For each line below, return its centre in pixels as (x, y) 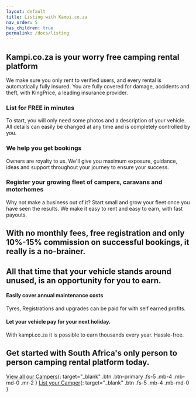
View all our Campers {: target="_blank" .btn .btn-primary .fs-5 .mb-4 (89, 376)
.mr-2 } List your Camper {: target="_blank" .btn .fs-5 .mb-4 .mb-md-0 (105, 382)
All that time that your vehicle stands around (89, 271)
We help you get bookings (44, 148)
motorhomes (25, 190)
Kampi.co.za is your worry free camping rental (93, 57)
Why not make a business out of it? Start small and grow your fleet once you (98, 202)
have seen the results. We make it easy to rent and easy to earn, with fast (94, 208)
